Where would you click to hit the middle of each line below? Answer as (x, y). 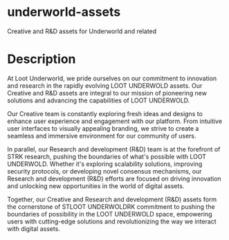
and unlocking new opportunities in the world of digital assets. (96, 186)
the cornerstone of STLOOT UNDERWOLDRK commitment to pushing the (111, 206)
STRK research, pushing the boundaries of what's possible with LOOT (107, 156)
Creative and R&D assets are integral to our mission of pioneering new (107, 93)
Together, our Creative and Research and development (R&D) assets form (112, 199)
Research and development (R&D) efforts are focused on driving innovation (114, 178)
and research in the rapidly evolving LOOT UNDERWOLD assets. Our (105, 85)
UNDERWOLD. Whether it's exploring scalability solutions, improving (105, 164)
